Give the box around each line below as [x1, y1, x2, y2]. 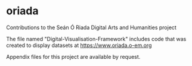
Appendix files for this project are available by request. [6, 53, 141, 60]
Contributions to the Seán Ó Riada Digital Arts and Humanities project [6, 24, 177, 31]
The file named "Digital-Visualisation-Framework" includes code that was [6, 35, 187, 42]
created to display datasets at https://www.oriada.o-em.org [6, 42, 152, 49]
